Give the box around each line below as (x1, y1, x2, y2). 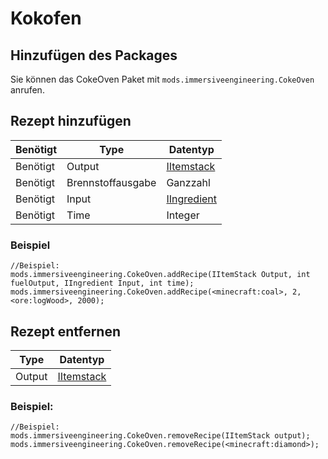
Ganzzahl (166, 175, 211, 189)
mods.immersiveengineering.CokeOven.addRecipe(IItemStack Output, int (10, 270, 311, 280)
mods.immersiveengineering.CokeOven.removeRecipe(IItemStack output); (10, 431, 311, 441)
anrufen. (10, 84, 45, 96)
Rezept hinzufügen (10, 113, 132, 130)
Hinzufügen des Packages (10, 47, 178, 64)
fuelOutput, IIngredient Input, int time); (10, 278, 195, 289)
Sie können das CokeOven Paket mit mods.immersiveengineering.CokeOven (10, 73, 315, 85)
